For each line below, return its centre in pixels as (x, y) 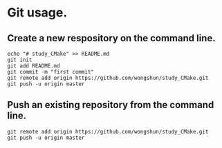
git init (20, 60)
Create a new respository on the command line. (111, 38)
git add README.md (34, 66)
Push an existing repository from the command (111, 105)
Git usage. (37, 13)
